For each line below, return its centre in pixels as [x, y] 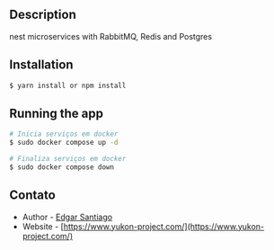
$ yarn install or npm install [68, 85]
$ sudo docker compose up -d [64, 143]
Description [43, 15]
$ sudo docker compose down [62, 167]
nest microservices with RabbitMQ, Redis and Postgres [111, 36]
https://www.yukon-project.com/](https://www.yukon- [164, 226]
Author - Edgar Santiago [67, 217]
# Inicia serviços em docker [64, 134]
